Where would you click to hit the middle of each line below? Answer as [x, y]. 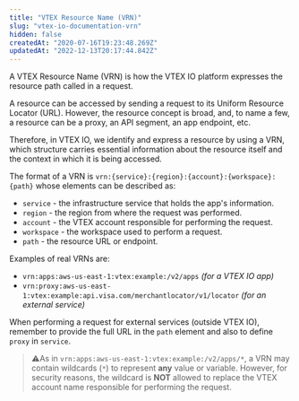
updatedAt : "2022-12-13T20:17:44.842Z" [84, 51]
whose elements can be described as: [106, 186]
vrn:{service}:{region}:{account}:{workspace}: [186, 177]
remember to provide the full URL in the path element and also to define [141, 332]
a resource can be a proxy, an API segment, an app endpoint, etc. [130, 123]
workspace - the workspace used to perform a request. [122, 232]
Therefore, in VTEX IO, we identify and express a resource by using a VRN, [147, 140]
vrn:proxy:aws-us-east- [67, 287]
